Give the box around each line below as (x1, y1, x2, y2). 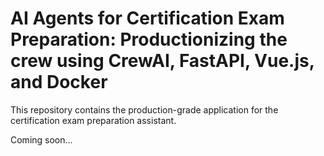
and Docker (10, 71, 108, 94)
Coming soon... (10, 133, 73, 146)
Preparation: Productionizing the (10, 28, 288, 51)
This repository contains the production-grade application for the (10, 103, 279, 116)
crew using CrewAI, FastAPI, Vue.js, (10, 50, 315, 72)
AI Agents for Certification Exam (10, 7, 285, 30)
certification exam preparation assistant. (10, 114, 177, 126)
